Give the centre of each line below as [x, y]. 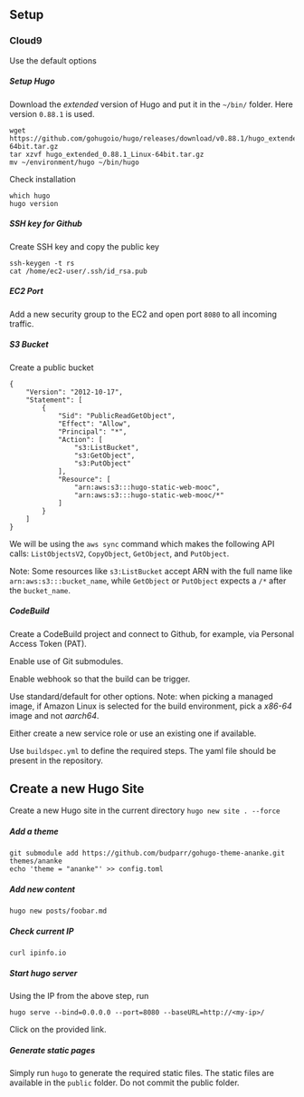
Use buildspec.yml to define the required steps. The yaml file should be [143, 750]
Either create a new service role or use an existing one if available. [133, 733]
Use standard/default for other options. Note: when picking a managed [141, 696]
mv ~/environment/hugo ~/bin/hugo [75, 162]
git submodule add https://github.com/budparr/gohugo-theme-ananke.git [147, 853]
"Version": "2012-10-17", [75, 392]
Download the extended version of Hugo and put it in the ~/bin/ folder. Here [152, 104]
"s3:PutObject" [102, 463]
